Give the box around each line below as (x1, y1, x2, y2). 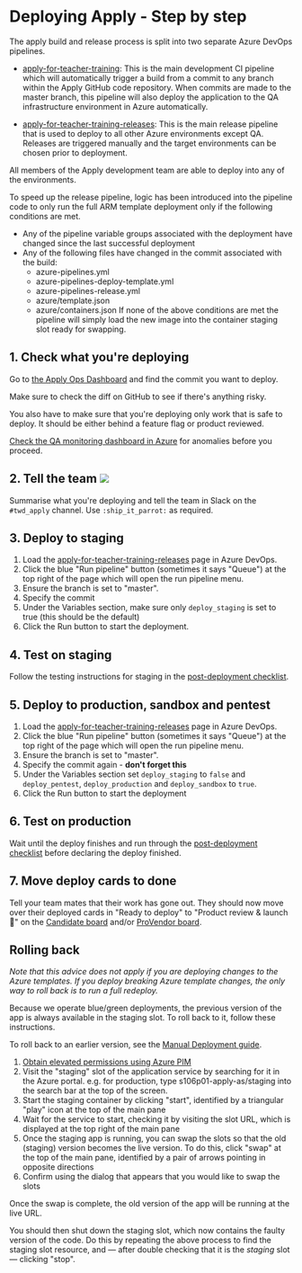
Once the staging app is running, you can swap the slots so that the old (22, 1133, 287, 1144)
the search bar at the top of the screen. (22, 1085, 168, 1096)
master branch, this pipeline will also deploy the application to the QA (22, 92, 279, 102)
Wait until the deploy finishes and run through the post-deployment (9, 838, 258, 849)
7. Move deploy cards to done (9, 874, 177, 889)
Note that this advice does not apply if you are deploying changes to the (9, 966, 279, 977)
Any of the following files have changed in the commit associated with (22, 247, 282, 258)
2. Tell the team (9, 471, 97, 486)
